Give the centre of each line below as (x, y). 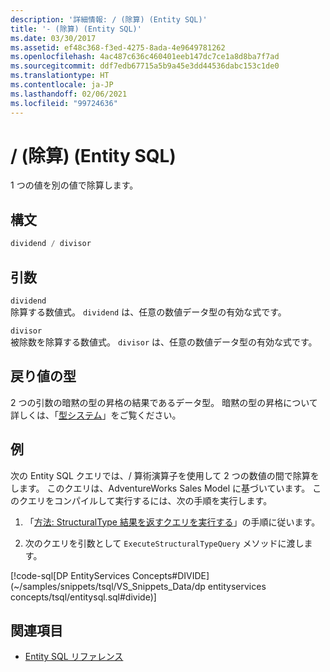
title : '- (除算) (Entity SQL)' (76, 29)
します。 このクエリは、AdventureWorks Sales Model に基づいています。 (160, 488)
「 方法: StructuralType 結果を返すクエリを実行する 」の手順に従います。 (172, 522)
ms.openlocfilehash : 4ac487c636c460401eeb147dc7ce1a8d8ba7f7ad (145, 57)
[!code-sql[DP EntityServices (70, 575)
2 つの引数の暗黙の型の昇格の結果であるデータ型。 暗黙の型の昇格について (164, 402)
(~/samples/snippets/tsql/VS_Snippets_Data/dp (108, 586)
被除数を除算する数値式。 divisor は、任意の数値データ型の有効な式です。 (164, 342)
